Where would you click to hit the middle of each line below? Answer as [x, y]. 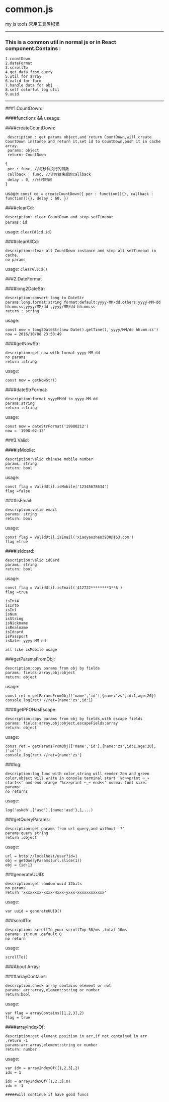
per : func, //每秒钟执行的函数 [38, 169]
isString [14, 619]
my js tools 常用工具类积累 [32, 24]
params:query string [27, 833]
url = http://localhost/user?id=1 [41, 856]
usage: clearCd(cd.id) [29, 232]
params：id [16, 223]
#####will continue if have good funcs [47, 1095]
